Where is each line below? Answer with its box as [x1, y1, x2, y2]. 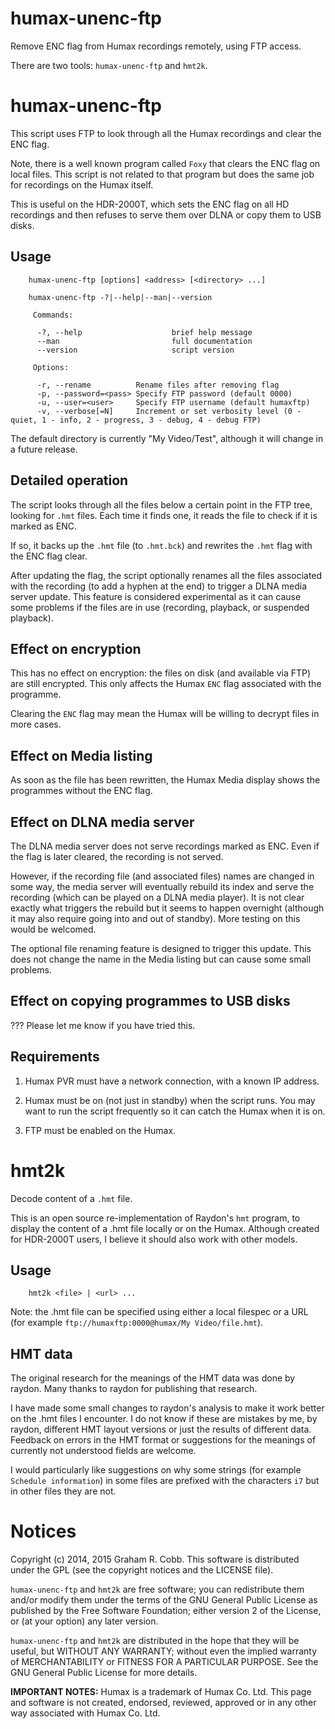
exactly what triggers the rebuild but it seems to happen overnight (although [10, 902, 325, 914]
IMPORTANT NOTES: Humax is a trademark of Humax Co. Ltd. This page [10, 1686, 312, 1698]
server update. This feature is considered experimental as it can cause [10, 590, 302, 602]
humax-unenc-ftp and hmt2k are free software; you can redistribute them [10, 1583, 305, 1596]
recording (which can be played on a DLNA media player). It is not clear [10, 891, 305, 903]
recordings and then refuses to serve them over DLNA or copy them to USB [10, 208, 322, 221]
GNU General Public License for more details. [10, 1667, 198, 1679]
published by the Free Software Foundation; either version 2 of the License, [10, 1605, 322, 1617]
